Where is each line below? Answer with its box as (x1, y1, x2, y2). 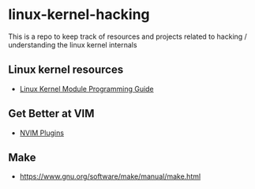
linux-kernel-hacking (8, 6, 150, 24)
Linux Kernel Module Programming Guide (19, 84, 154, 93)
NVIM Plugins (19, 128, 65, 138)
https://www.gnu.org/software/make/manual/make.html (19, 172, 201, 181)
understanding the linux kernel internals (8, 40, 137, 49)
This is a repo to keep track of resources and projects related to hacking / (8, 32, 247, 41)
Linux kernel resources (8, 63, 124, 77)
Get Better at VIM (8, 107, 95, 120)
